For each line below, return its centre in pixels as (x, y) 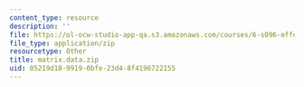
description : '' (40, 26)
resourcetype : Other (48, 52)
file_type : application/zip (62, 43)
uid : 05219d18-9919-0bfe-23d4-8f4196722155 (93, 69)
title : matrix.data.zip (54, 60)
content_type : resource (54, 18)
